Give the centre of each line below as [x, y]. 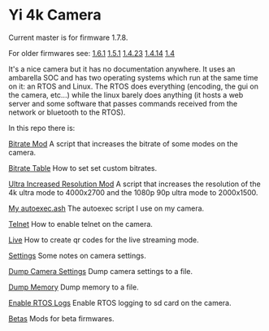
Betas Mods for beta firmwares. [61, 318]
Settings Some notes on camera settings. [77, 255]
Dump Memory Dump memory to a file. [74, 287]
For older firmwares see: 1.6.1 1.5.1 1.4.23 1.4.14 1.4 [91, 53]
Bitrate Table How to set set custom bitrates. [83, 168]
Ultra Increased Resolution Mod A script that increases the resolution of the [135, 184]
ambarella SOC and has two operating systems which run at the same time [133, 77]
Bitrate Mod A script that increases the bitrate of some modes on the [123, 143]
